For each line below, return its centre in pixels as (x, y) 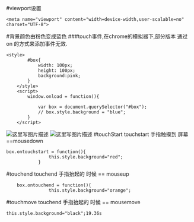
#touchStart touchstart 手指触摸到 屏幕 (141, 134)
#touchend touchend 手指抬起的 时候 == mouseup (68, 174)
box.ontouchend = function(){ (54, 185)
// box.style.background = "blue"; (82, 112)
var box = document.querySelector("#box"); (92, 107)
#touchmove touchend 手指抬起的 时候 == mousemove (73, 202)
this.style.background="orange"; (90, 191)
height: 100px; (57, 71)
